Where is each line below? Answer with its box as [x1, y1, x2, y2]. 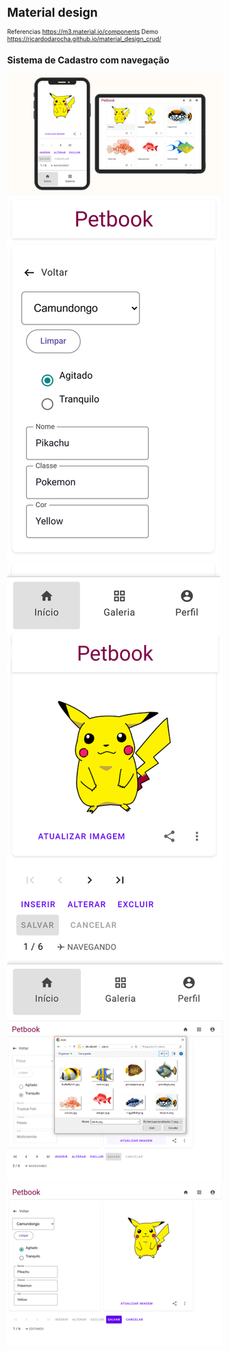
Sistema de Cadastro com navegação [7, 55, 170, 66]
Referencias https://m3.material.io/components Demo [7, 27, 159, 36]
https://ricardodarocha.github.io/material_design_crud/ [7, 34, 162, 42]
